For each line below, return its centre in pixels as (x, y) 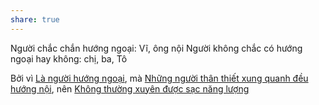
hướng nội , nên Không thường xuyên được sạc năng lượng (130, 88)
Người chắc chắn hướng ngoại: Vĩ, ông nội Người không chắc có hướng (156, 48)
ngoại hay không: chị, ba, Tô (69, 58)
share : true (35, 19)
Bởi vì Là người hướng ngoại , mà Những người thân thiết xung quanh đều (159, 78)
